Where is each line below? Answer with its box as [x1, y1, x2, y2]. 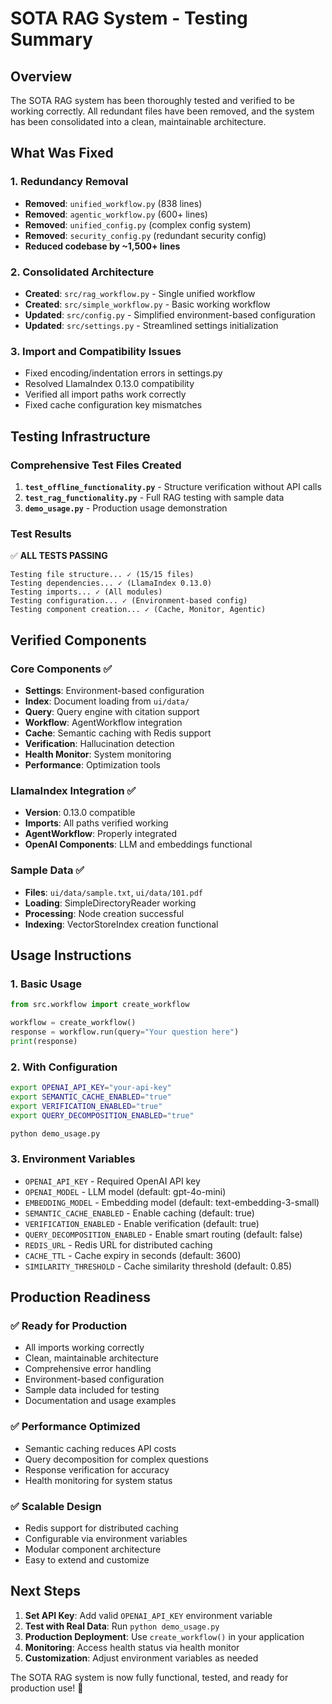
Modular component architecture [24, 1543, 162, 1555]
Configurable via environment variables [24, 1532, 188, 1544]
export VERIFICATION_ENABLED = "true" [10, 1101, 163, 1111]
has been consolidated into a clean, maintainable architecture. [10, 116, 267, 127]
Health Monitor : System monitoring [24, 748, 172, 760]
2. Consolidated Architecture [10, 265, 155, 279]
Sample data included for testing [24, 1384, 160, 1396]
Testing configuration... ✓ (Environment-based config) [10, 596, 248, 606]
